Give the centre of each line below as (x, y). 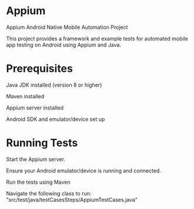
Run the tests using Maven (38, 182)
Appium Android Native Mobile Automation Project (67, 27)
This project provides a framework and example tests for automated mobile (97, 38)
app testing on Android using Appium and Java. (64, 45)
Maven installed (25, 96)
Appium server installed (35, 108)
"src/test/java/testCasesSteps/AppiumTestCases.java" (72, 200)
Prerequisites (40, 69)
